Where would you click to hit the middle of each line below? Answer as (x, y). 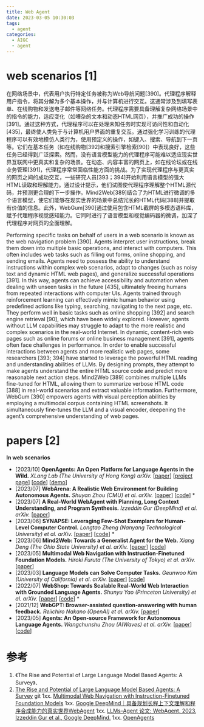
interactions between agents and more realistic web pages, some (88, 351)
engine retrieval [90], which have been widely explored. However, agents (98, 319)
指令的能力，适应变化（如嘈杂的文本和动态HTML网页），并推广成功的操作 (103, 116)
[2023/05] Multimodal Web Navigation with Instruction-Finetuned (100, 553)
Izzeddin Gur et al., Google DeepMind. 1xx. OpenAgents (85, 717)
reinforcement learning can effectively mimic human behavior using (91, 299)
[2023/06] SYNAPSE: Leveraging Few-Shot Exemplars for (89, 521)
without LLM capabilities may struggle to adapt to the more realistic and (96, 325)
